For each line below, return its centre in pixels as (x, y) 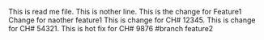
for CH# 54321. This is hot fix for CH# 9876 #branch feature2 (111, 28)
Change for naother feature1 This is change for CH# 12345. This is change (132, 20)
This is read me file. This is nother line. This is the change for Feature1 (125, 12)
